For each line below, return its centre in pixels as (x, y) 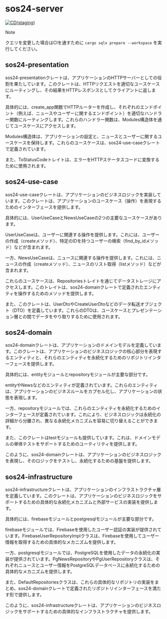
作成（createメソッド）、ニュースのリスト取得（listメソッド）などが (92, 264)
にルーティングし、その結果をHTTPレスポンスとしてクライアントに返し (79, 90)
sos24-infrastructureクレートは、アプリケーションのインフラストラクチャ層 (83, 490)
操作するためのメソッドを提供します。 (57, 293)
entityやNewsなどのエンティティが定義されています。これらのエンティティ (82, 385)
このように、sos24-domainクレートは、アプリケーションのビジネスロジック (83, 455)
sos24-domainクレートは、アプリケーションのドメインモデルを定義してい (81, 345)
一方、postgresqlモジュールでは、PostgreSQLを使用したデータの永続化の (81, 553)
